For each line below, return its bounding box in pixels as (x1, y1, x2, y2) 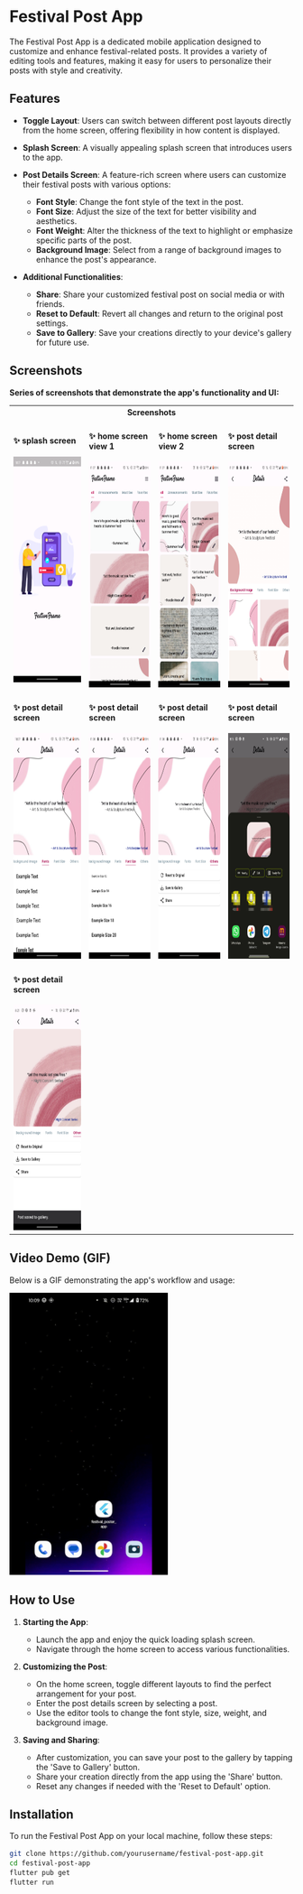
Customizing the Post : (22, 1661, 108, 1672)
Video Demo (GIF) (9, 1250, 111, 1266)
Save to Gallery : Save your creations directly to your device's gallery (35, 327, 292, 338)
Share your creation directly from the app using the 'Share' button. (35, 1771, 283, 1782)
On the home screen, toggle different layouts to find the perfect (35, 1678, 272, 1689)
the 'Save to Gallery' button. (35, 1761, 141, 1772)
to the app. (22, 152, 63, 162)
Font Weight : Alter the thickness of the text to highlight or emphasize (35, 225, 293, 236)
